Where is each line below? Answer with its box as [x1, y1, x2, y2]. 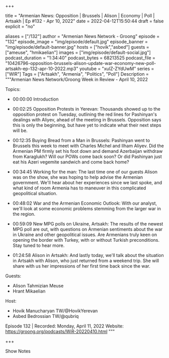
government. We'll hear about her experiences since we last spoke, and [12, 180, 162, 185]
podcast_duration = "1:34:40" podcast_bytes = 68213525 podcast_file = [5, 55, 156, 61]
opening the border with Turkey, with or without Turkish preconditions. [12, 237, 160, 243]
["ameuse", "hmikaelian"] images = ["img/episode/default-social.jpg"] [5, 49, 151, 55]
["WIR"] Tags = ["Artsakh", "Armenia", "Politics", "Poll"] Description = [5, 71, 149, 77]
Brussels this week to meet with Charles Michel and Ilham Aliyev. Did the [12, 143, 164, 149]
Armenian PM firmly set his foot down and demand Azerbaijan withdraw [12, 148, 163, 154]
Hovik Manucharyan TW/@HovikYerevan [12, 308, 98, 314]
